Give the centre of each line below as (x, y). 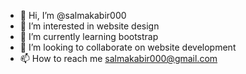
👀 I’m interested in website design (89, 26)
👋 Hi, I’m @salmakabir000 (73, 15)
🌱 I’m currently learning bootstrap (89, 36)
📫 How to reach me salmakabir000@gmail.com (118, 58)
